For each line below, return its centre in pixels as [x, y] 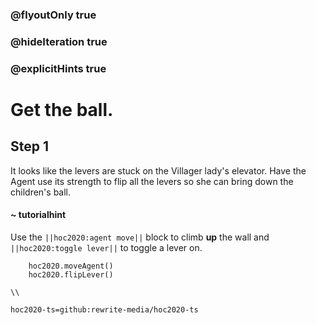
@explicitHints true [58, 68]
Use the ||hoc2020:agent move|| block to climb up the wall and [140, 237]
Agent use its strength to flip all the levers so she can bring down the [152, 181]
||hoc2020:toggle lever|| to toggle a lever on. [106, 247]
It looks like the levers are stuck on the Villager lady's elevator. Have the [158, 170]
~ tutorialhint [38, 215]
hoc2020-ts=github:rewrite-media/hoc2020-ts [104, 309]
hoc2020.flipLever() [71, 274]
